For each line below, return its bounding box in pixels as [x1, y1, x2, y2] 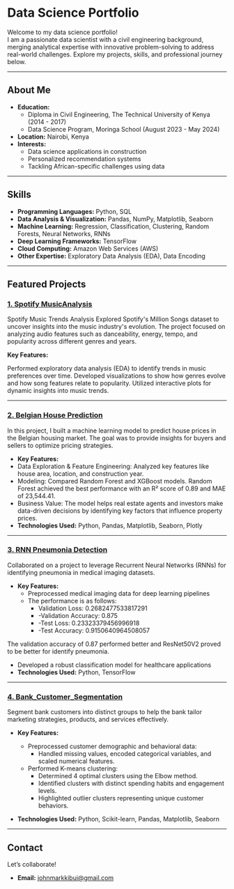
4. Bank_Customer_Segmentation [7, 692, 123, 702]
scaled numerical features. [38, 757, 115, 766]
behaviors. [38, 801, 69, 810]
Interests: [17, 139, 47, 148]
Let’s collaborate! [7, 860, 57, 868]
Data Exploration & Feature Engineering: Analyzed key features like [17, 462, 210, 470]
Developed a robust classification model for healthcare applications [17, 660, 212, 669]
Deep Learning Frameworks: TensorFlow [17, 237, 137, 245]
